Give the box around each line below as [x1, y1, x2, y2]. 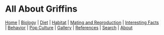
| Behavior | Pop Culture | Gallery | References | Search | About [5, 24, 133, 30]
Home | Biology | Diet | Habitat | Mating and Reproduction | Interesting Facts [5, 19, 159, 25]
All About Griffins [5, 3, 78, 15]
